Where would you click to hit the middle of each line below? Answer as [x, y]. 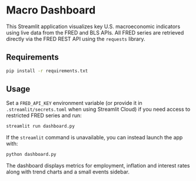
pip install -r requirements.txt [47, 71]
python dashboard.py [31, 155]
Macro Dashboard [51, 10]
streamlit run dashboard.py [41, 127]
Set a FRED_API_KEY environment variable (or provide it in [74, 103]
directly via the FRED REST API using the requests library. [76, 39]
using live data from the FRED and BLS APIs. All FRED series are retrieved [95, 32]
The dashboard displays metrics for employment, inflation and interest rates [98, 166]
